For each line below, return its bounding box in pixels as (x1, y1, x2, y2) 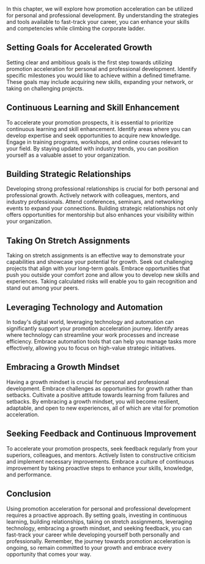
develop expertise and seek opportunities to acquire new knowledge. (6, 132, 181, 139)
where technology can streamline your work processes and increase (6, 331, 179, 339)
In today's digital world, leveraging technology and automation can (6, 318, 174, 326)
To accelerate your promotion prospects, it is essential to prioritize (6, 119, 174, 126)
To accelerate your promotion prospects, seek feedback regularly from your (6, 445, 198, 452)
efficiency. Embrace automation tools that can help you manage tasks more (6, 338, 196, 345)
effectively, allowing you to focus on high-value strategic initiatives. (6, 344, 176, 352)
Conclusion (6, 489, 51, 499)
